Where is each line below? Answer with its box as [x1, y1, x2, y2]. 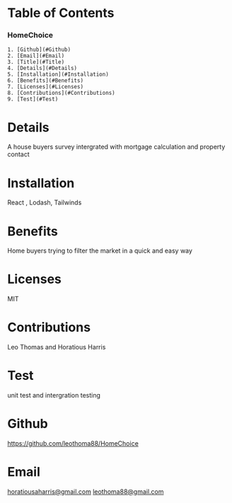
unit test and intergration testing [7, 391, 101, 400]
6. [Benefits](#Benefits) [7, 77, 83, 84]
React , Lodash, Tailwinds [7, 198, 82, 207]
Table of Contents [7, 5, 115, 21]
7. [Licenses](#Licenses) [7, 83, 83, 91]
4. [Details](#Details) [7, 65, 78, 72]
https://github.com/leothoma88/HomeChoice [7, 439, 139, 448]
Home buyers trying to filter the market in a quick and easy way [7, 246, 193, 255]
